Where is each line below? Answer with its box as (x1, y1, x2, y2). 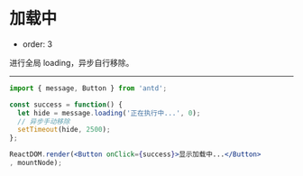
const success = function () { (9, 100, 124, 109)
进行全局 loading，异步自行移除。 (9, 57, 134, 68)
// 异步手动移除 (17, 116, 70, 126)
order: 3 (22, 38, 52, 50)
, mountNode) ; (9, 159, 63, 168)
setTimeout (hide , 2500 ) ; (17, 125, 111, 134)
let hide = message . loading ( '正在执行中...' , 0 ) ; (17, 108, 201, 117)
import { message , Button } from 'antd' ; (9, 83, 168, 93)
